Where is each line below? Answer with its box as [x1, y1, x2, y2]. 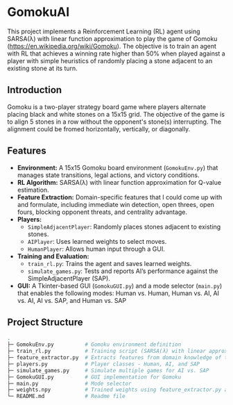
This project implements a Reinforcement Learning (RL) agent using [7, 27, 200, 35]
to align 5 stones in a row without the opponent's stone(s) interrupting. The [7, 117, 222, 126]
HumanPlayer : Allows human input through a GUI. [27, 245, 165, 253]
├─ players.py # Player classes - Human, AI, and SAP [7, 361, 200, 367]
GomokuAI [7, 4, 70, 20]
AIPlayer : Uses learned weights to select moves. [27, 237, 167, 245]
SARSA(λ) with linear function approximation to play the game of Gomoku [7, 34, 218, 42]
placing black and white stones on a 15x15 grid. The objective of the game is [7, 110, 225, 118]
